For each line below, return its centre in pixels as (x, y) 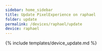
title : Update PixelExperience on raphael (50, 15)
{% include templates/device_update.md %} (51, 43)
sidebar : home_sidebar (29, 10)
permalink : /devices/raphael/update (44, 24)
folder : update (21, 19)
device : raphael (22, 29)
